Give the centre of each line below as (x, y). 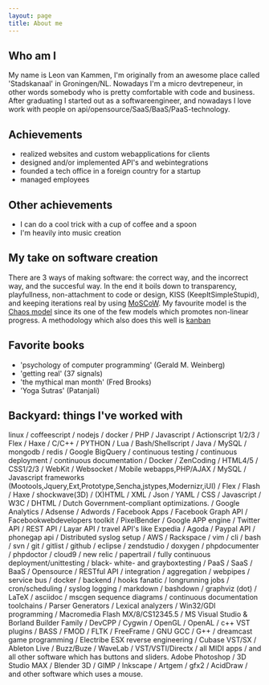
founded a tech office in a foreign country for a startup (110, 171)
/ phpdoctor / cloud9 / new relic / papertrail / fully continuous (110, 555)
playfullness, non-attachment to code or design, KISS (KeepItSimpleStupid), (134, 294)
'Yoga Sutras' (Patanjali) (60, 390)
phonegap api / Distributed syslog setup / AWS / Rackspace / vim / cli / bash (134, 537)
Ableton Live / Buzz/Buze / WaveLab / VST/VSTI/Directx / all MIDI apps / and (135, 649)
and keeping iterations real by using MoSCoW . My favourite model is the (128, 303)
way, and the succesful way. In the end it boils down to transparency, (122, 285)
